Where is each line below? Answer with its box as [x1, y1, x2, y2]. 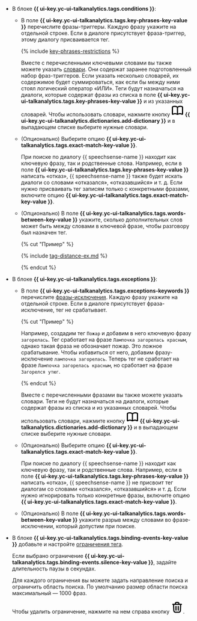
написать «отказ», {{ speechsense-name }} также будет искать [20, 173, 183, 179]
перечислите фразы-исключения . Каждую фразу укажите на [20, 294, 178, 300]
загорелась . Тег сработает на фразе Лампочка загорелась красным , [20, 336, 188, 343]
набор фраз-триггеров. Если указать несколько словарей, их [20, 72, 179, 79]
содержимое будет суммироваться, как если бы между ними [20, 78, 180, 85]
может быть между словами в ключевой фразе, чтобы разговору [20, 223, 190, 229]
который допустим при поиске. [56, 523, 136, 530]
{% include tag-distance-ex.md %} [20, 252, 108, 259]
